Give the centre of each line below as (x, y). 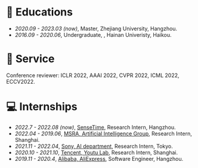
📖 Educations (40, 12)
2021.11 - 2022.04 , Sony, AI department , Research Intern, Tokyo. (94, 146)
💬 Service (30, 59)
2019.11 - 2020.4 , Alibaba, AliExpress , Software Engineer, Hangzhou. (99, 159)
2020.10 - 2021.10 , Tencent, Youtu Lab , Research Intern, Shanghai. (96, 152)
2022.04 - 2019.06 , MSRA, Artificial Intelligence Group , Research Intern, (103, 134)
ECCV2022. (21, 81)
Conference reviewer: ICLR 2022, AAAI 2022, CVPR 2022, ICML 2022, (93, 75)
